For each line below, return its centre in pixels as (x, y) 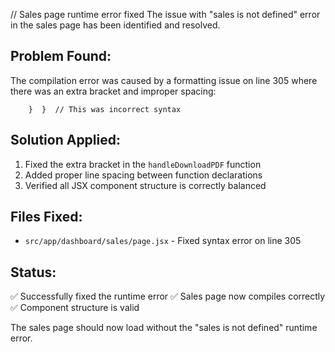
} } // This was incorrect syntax (105, 109)
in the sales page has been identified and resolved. (115, 25)
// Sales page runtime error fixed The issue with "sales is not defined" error (165, 14)
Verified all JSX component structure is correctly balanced (145, 185)
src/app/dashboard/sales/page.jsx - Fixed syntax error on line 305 (163, 241)
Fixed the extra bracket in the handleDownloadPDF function (143, 164)
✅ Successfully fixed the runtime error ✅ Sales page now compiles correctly (168, 296)
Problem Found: (61, 56)
